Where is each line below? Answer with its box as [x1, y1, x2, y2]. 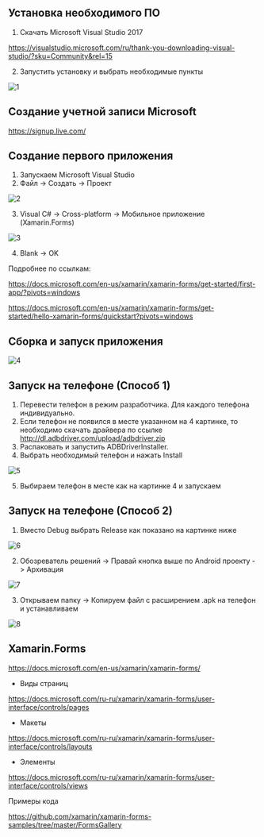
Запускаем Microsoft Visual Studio [19, 170, 135, 179]
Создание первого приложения [8, 149, 174, 163]
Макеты [19, 718, 47, 727]
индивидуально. [19, 408, 75, 418]
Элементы [19, 757, 55, 766]
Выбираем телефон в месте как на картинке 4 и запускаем [19, 481, 221, 491]
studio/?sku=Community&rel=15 [8, 51, 113, 60]
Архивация [26, 564, 64, 574]
